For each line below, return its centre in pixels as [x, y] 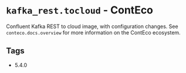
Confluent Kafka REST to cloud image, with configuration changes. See [92, 26]
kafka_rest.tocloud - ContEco [80, 10]
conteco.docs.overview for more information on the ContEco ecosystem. [93, 32]
